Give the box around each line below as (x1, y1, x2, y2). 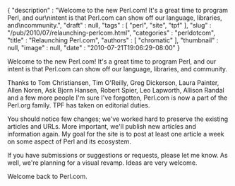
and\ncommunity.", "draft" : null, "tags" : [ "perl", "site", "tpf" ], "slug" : (7, 21, 212, 29)
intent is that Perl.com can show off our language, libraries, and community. (7, 65, 228, 73)
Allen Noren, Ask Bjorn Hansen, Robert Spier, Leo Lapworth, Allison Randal (7, 86, 224, 94)
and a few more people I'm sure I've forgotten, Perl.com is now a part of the (7, 93, 228, 102)
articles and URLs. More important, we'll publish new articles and (7, 122, 196, 130)
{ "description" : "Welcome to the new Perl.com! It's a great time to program (7, 6, 228, 14)
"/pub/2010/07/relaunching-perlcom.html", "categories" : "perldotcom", (7, 28, 215, 37)
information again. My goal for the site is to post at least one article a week (7, 130, 224, 138)
